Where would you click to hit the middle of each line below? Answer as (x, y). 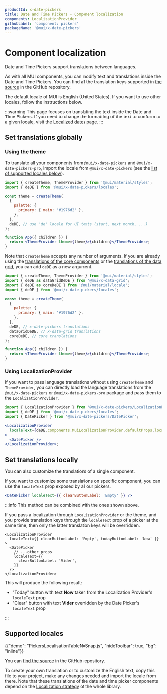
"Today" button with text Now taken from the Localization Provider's (82, 592)
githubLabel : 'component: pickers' (42, 24)
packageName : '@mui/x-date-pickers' (43, 28)
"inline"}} (14, 651)
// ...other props (33, 552)
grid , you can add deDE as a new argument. (49, 267)
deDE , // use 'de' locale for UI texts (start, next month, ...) (79, 224)
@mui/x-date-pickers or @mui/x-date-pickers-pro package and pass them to (83, 393)
